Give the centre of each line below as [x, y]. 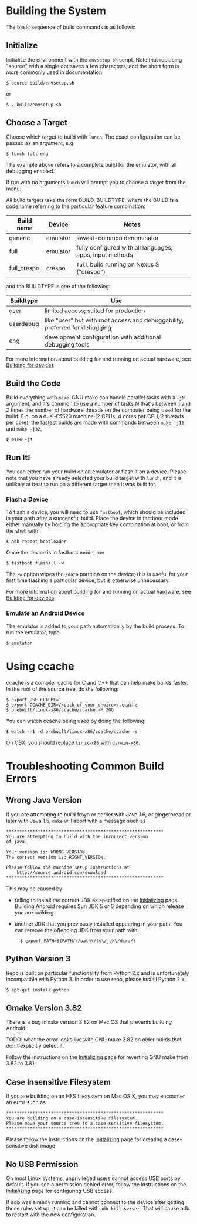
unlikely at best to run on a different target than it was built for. [81, 484]
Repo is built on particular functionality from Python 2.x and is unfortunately [98, 973]
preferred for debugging [78, 327]
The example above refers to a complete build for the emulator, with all [91, 164]
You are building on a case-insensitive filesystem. [72, 1118]
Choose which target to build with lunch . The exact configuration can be [93, 137]
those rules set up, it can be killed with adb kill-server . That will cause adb [98, 1208]
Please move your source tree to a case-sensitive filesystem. [85, 1124]
